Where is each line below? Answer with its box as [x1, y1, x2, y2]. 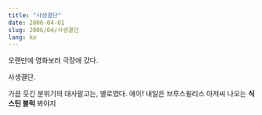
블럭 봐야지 [22, 99, 56, 108]
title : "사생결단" [8, 11, 62, 20]
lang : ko [8, 33, 37, 41]
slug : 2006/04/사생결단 [8, 26, 79, 34]
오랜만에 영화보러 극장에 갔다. [8, 56, 99, 65]
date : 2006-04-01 [8, 19, 65, 27]
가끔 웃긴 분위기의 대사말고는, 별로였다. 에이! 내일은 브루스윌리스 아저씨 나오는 [8, 89, 247, 99]
